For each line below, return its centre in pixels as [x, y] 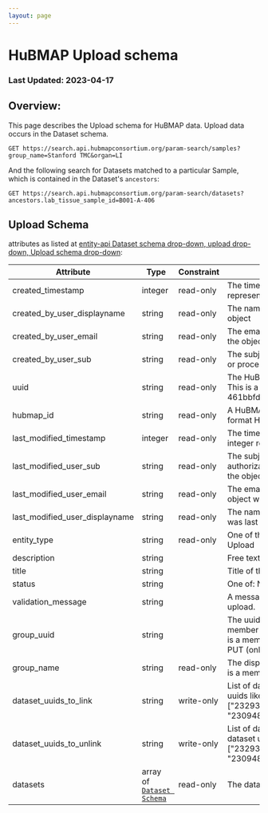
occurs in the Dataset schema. [59, 133]
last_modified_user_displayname [73, 518]
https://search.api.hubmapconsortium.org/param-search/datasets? [134, 193]
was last [242, 522]
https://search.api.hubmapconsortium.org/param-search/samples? [132, 149]
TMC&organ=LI [101, 155]
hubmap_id [33, 415]
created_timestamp [48, 291]
